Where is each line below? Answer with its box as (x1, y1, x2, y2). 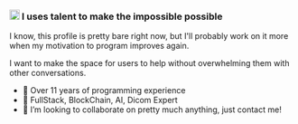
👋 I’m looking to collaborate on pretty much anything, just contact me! (22, 104, 282, 115)
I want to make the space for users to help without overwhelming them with (9, 58, 290, 69)
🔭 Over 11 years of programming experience (22, 85, 186, 96)
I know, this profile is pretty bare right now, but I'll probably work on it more (9, 31, 289, 42)
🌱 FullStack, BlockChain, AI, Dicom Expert (22, 95, 178, 106)
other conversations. (9, 68, 87, 79)
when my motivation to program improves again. (9, 41, 190, 52)
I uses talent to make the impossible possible (21, 10, 223, 23)
